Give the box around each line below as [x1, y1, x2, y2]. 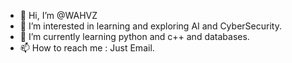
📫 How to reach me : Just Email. [19, 42, 155, 54]
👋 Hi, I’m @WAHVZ [19, 10, 98, 21]
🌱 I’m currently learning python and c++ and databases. [19, 31, 250, 42]
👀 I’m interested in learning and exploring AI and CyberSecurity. [19, 20, 282, 32]
